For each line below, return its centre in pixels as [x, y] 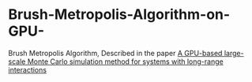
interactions [28, 69]
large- [234, 53]
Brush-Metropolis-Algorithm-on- [119, 15]
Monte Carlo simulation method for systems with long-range [125, 61]
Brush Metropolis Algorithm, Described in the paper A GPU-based [115, 53]
